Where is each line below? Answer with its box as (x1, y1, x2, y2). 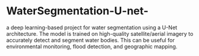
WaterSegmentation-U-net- (6, 4, 149, 18)
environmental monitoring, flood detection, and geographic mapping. (6, 43, 178, 50)
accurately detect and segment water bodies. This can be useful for (6, 36, 175, 43)
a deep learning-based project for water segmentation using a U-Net (6, 24, 178, 31)
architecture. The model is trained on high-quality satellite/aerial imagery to (6, 30, 194, 37)
